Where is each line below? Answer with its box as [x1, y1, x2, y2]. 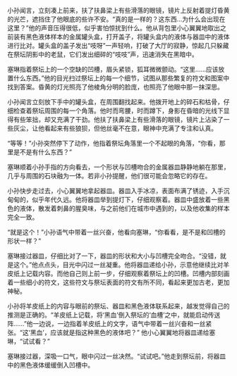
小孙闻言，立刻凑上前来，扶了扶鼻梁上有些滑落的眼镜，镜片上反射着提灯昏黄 [7, 6, 230, 14]
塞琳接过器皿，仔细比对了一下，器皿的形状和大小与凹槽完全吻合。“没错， [7, 252, 221, 260]
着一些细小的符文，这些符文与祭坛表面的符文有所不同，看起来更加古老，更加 [7, 278, 230, 287]
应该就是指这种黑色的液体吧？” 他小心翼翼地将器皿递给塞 [50, 328, 216, 337]
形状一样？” [7, 237, 42, 245]
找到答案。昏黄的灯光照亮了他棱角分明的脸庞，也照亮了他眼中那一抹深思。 [7, 83, 224, 91]
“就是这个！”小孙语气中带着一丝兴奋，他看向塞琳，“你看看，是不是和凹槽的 [7, 228, 226, 236]
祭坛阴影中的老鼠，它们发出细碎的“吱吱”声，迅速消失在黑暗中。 [13, 50, 199, 58]
